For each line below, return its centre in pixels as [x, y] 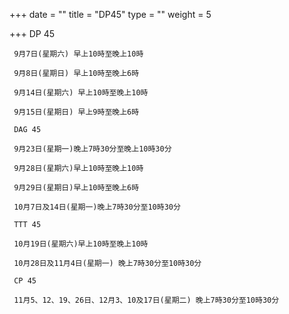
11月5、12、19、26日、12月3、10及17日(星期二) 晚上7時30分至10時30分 [146, 300]
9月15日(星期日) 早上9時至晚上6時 [76, 112]
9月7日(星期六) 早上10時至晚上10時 [78, 54]
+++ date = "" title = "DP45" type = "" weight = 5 [110, 14]
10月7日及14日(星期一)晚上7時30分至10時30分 [97, 207]
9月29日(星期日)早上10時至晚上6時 [76, 188]
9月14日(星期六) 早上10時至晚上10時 [81, 93]
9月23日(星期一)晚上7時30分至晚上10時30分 [92, 149]
